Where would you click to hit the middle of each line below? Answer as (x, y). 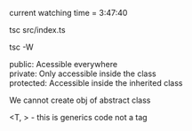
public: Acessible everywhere (64, 64)
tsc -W (21, 47)
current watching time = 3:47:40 (68, 13)
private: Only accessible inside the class (83, 73)
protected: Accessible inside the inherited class (96, 83)
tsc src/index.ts (37, 30)
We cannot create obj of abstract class (80, 100)
